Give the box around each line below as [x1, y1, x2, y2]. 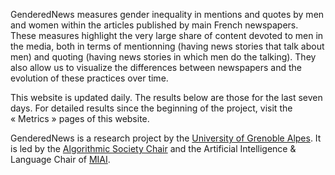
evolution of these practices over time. [10, 72, 169, 84]
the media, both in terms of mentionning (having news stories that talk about [10, 40, 325, 52]
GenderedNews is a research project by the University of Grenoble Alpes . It [10, 132, 322, 144]
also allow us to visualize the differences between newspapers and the [10, 62, 303, 73]
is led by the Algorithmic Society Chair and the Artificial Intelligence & [10, 143, 297, 154]
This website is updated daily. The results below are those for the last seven [10, 92, 323, 103]
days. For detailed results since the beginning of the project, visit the [10, 102, 293, 114]
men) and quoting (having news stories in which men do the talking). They [10, 51, 317, 63]
